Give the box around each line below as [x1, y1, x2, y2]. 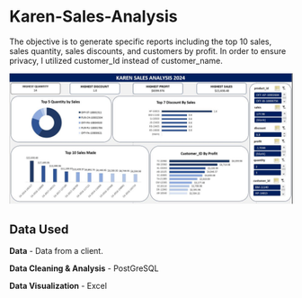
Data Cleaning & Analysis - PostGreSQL [9, 263, 159, 274]
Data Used [9, 221, 69, 237]
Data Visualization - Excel [9, 281, 108, 292]
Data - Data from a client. [9, 246, 103, 257]
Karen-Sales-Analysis [9, 6, 178, 27]
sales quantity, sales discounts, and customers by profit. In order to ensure [9, 45, 287, 56]
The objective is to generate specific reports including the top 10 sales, [9, 36, 272, 47]
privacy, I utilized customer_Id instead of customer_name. [9, 55, 223, 66]
